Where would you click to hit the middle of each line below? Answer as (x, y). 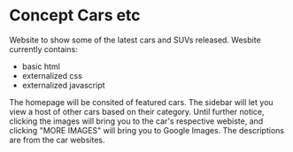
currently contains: (43, 49)
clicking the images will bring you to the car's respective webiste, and (136, 121)
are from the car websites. (57, 140)
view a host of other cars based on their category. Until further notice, (137, 111)
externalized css (52, 75)
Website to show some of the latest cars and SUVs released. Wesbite (135, 40)
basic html (41, 66)
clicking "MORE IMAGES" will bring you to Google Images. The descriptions (147, 130)
